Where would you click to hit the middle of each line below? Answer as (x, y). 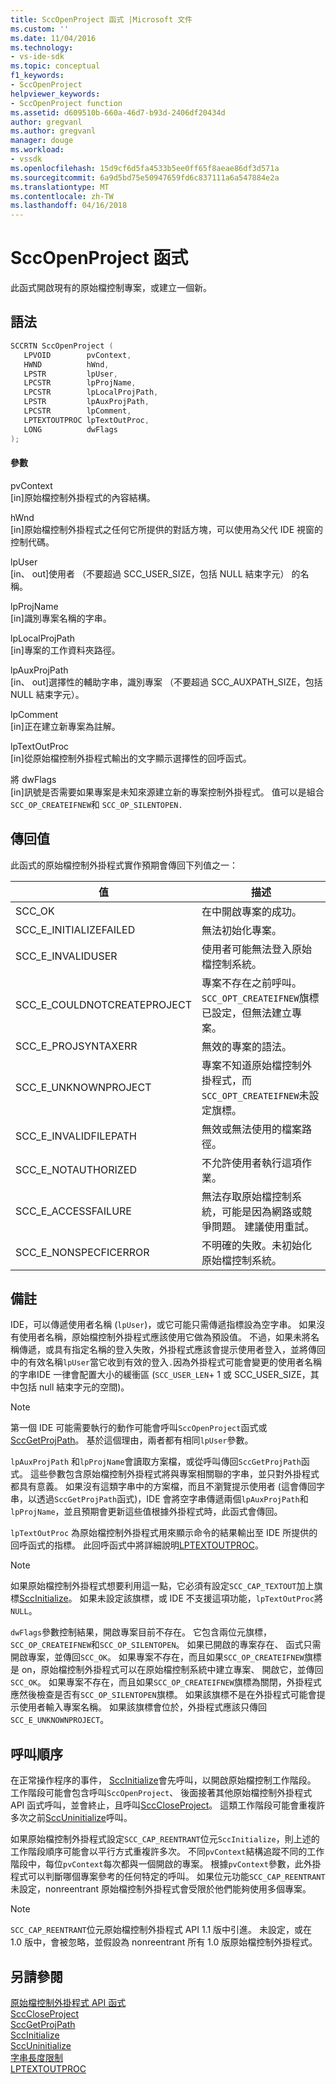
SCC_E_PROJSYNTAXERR (76, 1046)
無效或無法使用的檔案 (251, 1129)
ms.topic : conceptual (55, 66)
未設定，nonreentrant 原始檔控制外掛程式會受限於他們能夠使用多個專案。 (161, 1889)
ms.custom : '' (40, 29)
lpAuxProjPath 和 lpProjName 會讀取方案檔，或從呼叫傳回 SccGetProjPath (156, 1462)
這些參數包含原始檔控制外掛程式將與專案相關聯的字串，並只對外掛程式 (174, 1474)
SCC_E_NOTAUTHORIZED (76, 1169)
